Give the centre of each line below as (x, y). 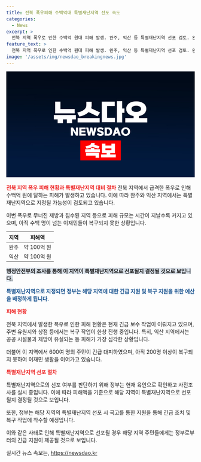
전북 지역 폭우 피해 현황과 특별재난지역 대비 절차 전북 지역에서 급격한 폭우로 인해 (99, 188)
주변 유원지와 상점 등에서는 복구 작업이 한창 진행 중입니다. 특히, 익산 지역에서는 (98, 332)
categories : (21, 19)
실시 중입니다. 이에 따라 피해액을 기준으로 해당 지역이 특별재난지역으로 (99, 392)
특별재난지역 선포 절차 (32, 372)
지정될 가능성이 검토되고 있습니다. (76, 203)
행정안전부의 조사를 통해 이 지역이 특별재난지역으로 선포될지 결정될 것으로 (91, 271)
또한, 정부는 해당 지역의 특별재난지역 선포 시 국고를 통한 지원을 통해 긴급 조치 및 (99, 412)
